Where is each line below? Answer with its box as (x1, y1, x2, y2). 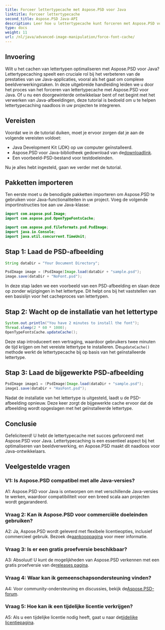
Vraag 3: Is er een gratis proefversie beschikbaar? (5, 546, 128, 552)
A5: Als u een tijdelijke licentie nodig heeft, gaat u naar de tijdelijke (5, 614, 138, 620)
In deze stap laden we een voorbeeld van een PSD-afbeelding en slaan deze (5, 283, 160, 289)
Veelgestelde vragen (5, 463, 70, 471)
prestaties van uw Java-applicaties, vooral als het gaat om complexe (5, 76, 144, 82)
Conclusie (5, 419, 37, 428)
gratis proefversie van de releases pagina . (5, 562, 89, 568)
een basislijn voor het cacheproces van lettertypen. (5, 293, 109, 300)
